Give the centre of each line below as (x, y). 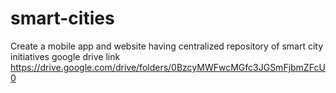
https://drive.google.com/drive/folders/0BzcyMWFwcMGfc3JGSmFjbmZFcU (168, 67)
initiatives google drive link (65, 56)
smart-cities (62, 18)
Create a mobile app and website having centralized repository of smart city (167, 46)
